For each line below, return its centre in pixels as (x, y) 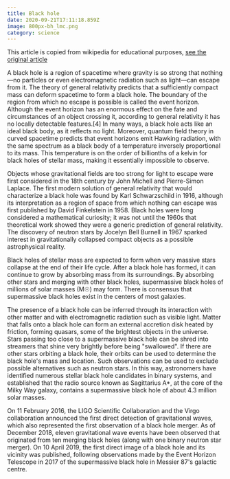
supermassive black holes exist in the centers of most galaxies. (97, 297)
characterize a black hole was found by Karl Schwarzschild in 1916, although (115, 196)
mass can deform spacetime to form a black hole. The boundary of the (107, 95)
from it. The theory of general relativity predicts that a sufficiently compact (113, 87)
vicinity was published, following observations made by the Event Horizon (112, 455)
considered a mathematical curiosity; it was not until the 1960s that (102, 218)
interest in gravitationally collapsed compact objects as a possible (100, 239)
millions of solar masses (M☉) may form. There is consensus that (100, 289)
